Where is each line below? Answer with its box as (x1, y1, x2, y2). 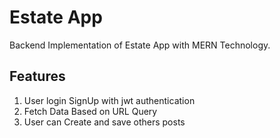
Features (9, 68, 66, 85)
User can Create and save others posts (23, 116, 186, 128)
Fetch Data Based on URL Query (23, 105, 158, 117)
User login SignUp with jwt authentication (23, 94, 196, 106)
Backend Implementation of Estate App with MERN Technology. (9, 39, 271, 51)
